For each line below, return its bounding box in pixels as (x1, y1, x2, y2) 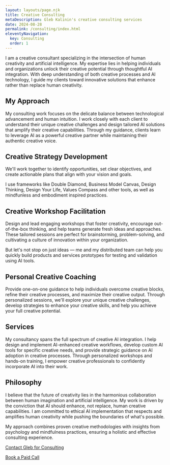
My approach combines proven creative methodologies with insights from (5, 423, 160, 430)
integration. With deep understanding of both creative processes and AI (5, 71, 156, 77)
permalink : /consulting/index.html (5, 27, 81, 32)
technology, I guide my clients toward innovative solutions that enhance (5, 76, 156, 82)
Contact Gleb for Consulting (5, 444, 64, 450)
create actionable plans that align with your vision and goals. (5, 171, 132, 178)
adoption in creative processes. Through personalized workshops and (5, 352, 153, 359)
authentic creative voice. (5, 138, 57, 144)
